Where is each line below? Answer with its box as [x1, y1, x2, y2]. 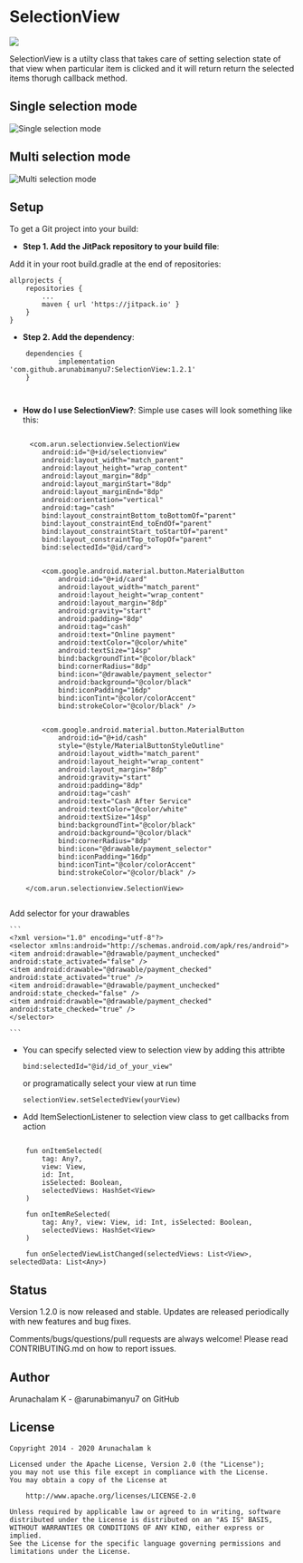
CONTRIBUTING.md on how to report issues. [9, 1344, 176, 1354]
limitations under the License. [9, 1547, 131, 1556]
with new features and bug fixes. [9, 1316, 132, 1327]
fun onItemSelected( [25, 1147, 103, 1156]
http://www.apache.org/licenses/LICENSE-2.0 [25, 1491, 196, 1500]
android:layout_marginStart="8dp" [42, 480, 172, 489]
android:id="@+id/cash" [57, 733, 147, 743]
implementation [57, 357, 116, 366]
